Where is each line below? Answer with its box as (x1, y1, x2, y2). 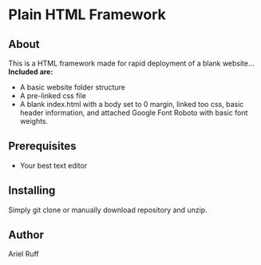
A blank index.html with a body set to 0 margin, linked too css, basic (19, 100, 244, 109)
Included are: (8, 67, 53, 77)
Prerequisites (8, 140, 77, 153)
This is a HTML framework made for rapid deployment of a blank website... (8, 58, 255, 68)
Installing (8, 184, 56, 197)
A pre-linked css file (19, 91, 86, 101)
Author (8, 228, 44, 242)
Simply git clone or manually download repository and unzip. (8, 205, 208, 215)
